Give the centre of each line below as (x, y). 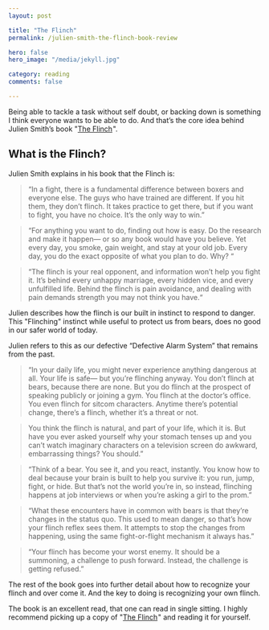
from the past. (32, 354)
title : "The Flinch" (43, 30)
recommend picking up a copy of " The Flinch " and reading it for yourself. (130, 617)
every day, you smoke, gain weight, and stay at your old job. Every (138, 247)
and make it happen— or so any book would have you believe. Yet (137, 239)
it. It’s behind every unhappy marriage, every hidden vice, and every (141, 280)
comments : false (35, 82)
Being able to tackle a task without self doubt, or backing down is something (134, 111)
